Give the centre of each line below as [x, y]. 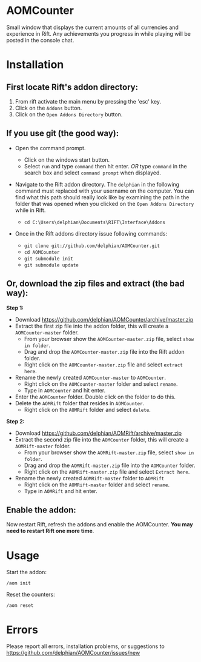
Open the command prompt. [50, 148]
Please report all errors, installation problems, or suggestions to [85, 646]
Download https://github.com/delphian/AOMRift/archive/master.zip [98, 433]
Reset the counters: [31, 595]
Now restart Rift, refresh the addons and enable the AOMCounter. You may [100, 525]
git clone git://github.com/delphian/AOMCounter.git [92, 246]
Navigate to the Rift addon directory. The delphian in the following [97, 184]
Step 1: [15, 308]
